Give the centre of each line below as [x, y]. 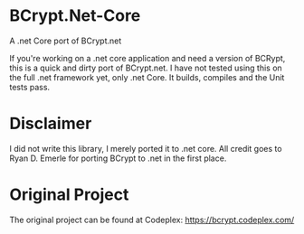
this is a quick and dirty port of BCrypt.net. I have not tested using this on [146, 68]
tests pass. [30, 87]
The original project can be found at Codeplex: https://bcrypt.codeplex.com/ [152, 220]
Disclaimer [51, 124]
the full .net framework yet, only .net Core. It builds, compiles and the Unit [147, 77]
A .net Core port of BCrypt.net [66, 41]
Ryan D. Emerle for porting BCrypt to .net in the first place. [118, 158]
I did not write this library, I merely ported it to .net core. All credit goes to [146, 148]
